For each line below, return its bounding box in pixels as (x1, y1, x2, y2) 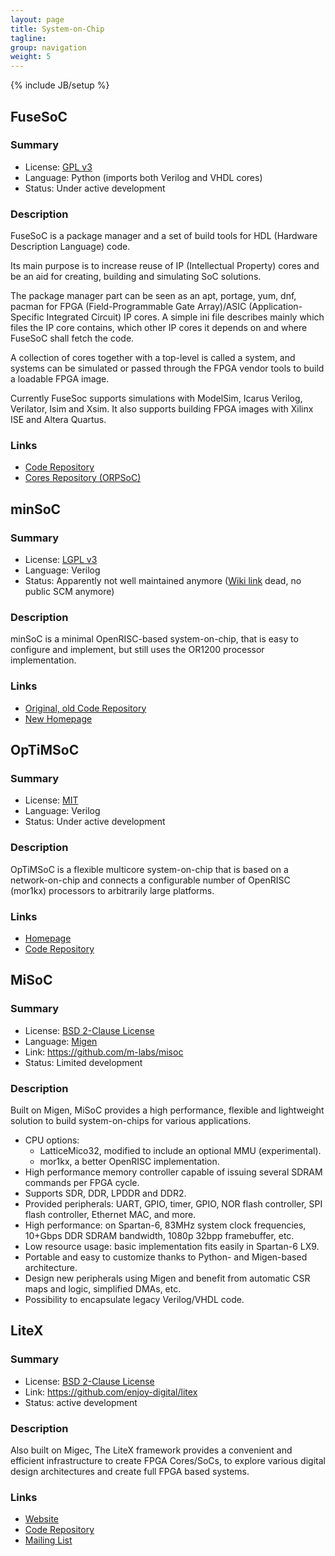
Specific (10, 311, 45, 323)
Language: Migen (24, 1035, 98, 1047)
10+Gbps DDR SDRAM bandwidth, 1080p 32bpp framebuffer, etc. (24, 1229, 295, 1241)
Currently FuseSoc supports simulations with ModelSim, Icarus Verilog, (10, 392, 303, 405)
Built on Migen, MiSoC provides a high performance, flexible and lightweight (10, 1104, 325, 1116)
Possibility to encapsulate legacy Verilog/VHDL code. (24, 1293, 245, 1305)
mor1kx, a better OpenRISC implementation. (39, 1155, 220, 1167)
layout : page (10, 14, 65, 25)
